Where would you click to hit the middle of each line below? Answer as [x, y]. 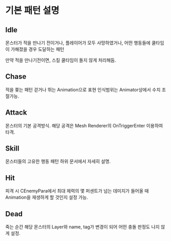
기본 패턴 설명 [32, 11]
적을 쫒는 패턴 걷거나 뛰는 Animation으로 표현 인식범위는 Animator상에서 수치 [83, 89]
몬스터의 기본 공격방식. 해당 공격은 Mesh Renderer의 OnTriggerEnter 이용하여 [84, 125]
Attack [16, 113]
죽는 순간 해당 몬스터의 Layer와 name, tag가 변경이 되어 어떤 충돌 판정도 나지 [83, 227]
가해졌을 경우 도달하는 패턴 [37, 49]
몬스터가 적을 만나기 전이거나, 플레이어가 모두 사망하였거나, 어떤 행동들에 [78, 43]
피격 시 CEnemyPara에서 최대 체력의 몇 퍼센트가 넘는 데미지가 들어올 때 [77, 191]
